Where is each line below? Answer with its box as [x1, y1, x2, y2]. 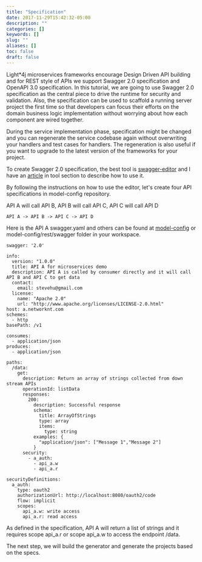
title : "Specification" [6, 9, 67, 15]
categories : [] [6, 26, 45, 32]
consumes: [6, 332, 32, 339]
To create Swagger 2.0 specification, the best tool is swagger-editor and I [6, 165, 191, 173]
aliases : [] [6, 43, 36, 49]
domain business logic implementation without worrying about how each [6, 109, 188, 117]
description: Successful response [33, 402, 121, 408]
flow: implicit [17, 498, 56, 504]
